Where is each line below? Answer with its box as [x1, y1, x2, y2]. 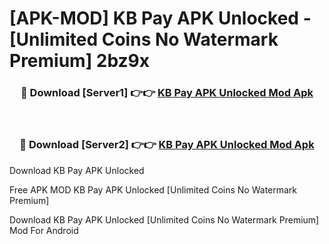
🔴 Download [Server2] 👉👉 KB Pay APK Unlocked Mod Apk [19, 138, 315, 152]
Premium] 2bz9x [9, 50, 151, 72]
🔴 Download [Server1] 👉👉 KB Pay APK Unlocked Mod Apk [20, 86, 314, 100]
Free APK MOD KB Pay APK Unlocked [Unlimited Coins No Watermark [9, 183, 298, 196]
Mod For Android [9, 224, 79, 236]
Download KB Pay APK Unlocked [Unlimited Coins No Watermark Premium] [9, 213, 320, 226]
